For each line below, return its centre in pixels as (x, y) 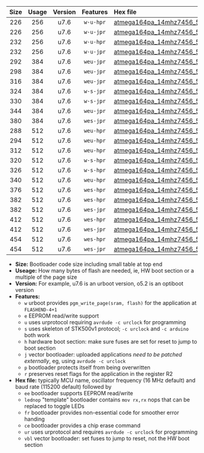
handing (34, 419)
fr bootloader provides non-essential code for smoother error (101, 413)
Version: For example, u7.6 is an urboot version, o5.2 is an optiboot (99, 284)
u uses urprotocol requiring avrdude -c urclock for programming (105, 322)
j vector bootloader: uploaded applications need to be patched (103, 354)
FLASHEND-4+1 (41, 310)
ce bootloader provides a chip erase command (82, 425)
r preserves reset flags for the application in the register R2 (98, 374)
